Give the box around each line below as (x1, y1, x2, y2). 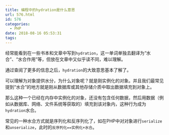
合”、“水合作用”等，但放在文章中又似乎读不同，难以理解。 (5, 56, 126, 62)
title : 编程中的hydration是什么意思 (5, 7, 75, 13)
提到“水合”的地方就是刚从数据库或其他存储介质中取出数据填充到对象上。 (5, 84, 155, 90)
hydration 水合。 (5, 107, 39, 113)
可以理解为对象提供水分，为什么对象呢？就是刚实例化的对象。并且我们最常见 (5, 78, 164, 84)
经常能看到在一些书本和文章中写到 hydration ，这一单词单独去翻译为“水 (5, 50, 151, 56)
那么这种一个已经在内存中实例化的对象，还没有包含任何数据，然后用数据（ (5, 94, 159, 101)
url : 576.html (5, 12, 35, 17)
